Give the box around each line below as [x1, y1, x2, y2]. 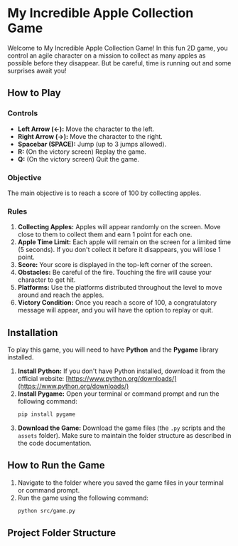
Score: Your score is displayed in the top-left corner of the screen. [17, 261, 213, 269]
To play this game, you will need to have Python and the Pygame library [7, 345, 219, 354]
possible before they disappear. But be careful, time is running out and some [7, 58, 232, 67]
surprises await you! [7, 66, 67, 75]
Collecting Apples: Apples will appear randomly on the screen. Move [17, 223, 222, 231]
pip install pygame [17, 411, 76, 418]
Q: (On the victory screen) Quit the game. [17, 154, 140, 163]
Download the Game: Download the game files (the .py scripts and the [17, 424, 226, 432]
